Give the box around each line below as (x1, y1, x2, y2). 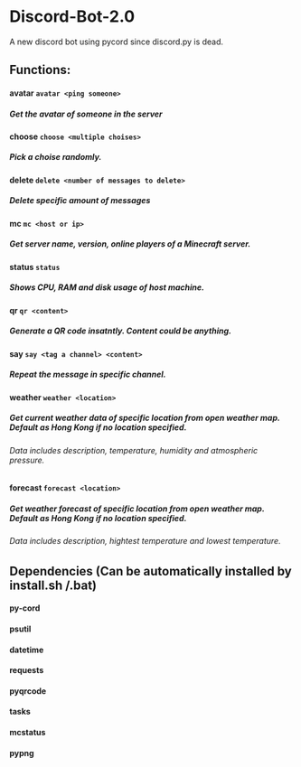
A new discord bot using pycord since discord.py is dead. (9, 36, 224, 47)
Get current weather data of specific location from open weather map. (9, 413, 280, 424)
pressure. (9, 454, 45, 465)
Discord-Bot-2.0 (9, 6, 136, 27)
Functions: (9, 62, 71, 78)
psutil (9, 623, 32, 634)
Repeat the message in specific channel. (9, 369, 166, 380)
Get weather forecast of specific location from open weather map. (9, 503, 265, 514)
